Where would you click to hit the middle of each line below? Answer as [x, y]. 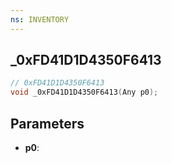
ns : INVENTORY [40, 19]
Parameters [47, 123]
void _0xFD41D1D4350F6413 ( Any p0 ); [84, 92]
